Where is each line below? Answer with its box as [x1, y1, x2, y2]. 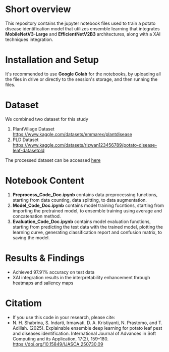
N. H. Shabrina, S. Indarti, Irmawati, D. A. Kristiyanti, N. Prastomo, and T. [12, 320, 162, 326]
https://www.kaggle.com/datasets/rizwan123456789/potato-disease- [12, 142, 157, 148]
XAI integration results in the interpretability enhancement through [12, 274, 150, 280]
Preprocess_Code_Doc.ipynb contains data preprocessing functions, [12, 191, 158, 198]
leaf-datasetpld [12, 147, 45, 153]
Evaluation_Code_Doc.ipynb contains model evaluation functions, [12, 218, 151, 225]
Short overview [5, 4, 71, 15]
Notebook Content [5, 175, 84, 186]
